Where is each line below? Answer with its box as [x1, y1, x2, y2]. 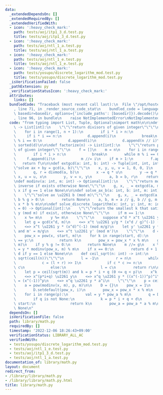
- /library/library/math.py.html [5, 378, 73, 383]
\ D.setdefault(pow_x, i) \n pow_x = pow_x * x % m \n [14, 287, 153, 292]
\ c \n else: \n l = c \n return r [14, 265, 151, 270]
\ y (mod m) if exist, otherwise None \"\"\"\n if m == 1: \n [14, 211, 145, 215]
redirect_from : [5, 369, 36, 374]
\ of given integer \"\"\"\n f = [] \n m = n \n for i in [14, 147, 147, 152]
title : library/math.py [5, 382, 53, 387]
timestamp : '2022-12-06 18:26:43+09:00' [9, 328, 92, 333]
